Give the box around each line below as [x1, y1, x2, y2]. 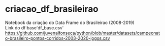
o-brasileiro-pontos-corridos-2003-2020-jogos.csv [5, 35, 110, 41]
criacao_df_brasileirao [5, 3, 99, 15]
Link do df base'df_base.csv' [5, 24, 64, 30]
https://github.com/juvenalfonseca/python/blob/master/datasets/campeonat [5, 30, 160, 36]
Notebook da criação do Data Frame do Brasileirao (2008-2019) [5, 20, 134, 25]
